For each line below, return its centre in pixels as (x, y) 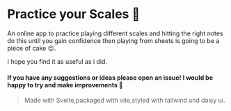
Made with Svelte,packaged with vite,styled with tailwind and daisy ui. (125, 101)
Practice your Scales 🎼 (74, 14)
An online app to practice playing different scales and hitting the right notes (115, 33)
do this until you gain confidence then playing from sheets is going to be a (113, 40)
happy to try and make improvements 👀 (65, 85)
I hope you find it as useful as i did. (57, 61)
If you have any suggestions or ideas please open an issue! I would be (110, 77)
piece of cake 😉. (32, 48)
